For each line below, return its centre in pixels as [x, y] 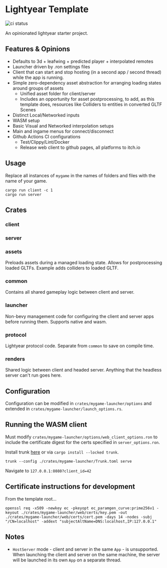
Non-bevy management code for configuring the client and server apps [79, 316]
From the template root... [31, 499]
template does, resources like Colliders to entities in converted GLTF [91, 104]
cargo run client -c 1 [29, 190]
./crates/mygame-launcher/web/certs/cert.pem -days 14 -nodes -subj [79, 517]
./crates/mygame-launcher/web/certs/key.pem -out [74, 512]
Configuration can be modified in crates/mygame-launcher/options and [78, 403]
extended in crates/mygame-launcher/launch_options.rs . [64, 409]
